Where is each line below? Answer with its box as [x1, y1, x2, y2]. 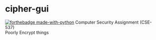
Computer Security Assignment [75, 19, 139, 25]
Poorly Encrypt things [5, 29, 49, 35]
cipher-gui [5, 3, 49, 14]
